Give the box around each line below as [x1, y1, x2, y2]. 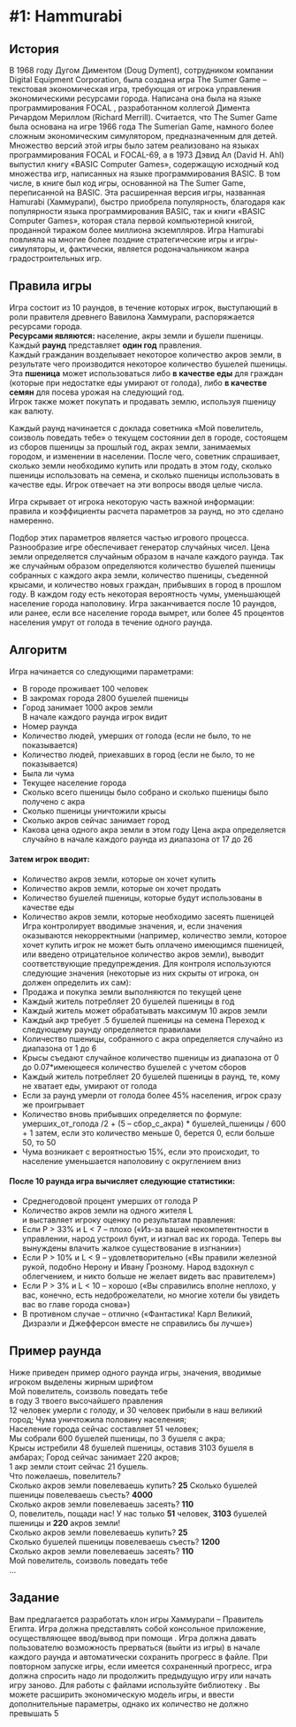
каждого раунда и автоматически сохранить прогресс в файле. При [9, 1651, 268, 1661]
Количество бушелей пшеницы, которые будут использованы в [21, 892, 262, 903]
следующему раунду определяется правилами [21, 1024, 201, 1035]
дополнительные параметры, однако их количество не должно [9, 1698, 249, 1709]
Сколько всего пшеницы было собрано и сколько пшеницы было [21, 786, 269, 798]
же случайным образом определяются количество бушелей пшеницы [9, 560, 276, 571]
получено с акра [21, 796, 86, 806]
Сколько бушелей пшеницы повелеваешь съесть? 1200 [9, 1536, 221, 1546]
